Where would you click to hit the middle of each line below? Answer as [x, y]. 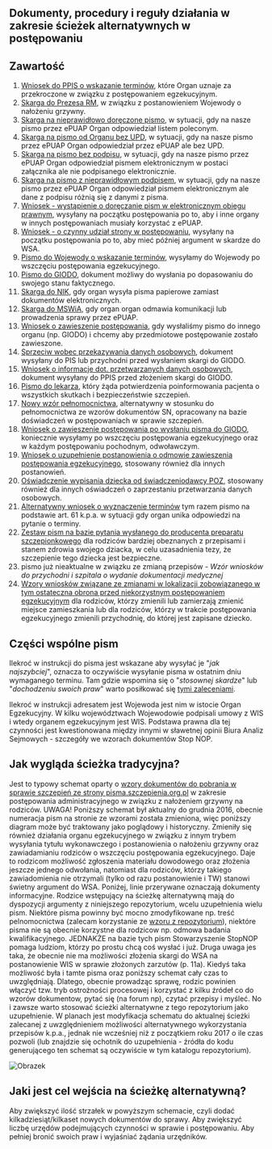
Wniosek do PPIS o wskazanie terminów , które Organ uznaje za [126, 86]
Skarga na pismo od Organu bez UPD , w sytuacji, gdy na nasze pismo [137, 137]
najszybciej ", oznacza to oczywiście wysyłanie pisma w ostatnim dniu [125, 672]
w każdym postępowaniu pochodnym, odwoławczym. [110, 446]
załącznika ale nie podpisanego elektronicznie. [98, 171]
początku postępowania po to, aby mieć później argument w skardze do [140, 240]
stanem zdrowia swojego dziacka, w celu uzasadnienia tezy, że [126, 550]
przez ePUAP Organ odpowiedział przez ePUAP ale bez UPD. [122, 146]
